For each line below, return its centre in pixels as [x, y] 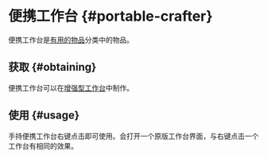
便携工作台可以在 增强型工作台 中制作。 [71, 87]
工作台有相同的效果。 [43, 146]
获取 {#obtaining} [52, 67]
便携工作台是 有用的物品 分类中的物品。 [71, 40]
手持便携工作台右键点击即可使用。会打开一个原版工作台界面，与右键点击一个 [133, 136]
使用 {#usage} [44, 116]
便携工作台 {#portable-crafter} [110, 16]
